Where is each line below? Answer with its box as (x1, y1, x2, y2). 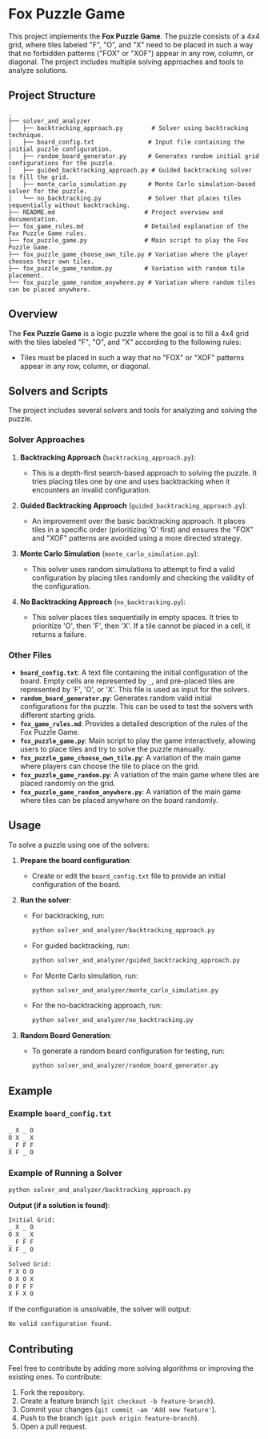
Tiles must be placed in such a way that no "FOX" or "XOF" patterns (19, 352, 245, 362)
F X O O (8, 1267, 34, 1275)
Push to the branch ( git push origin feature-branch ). (19, 1413, 200, 1422)
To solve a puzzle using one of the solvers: (8, 840, 150, 849)
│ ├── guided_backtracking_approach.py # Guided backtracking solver (8, 166, 252, 174)
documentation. (8, 215, 59, 223)
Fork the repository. (19, 1387, 86, 1396)
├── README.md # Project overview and (8, 208, 224, 217)
